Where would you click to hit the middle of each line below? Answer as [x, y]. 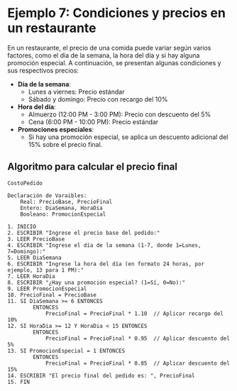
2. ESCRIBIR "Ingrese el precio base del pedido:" [84, 233]
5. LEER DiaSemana [34, 258]
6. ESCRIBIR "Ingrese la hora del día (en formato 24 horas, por [106, 264]
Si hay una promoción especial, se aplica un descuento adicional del [128, 137]
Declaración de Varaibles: [47, 195]
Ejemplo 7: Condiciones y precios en [116, 13]
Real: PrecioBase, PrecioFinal [66, 202]
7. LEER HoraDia [31, 276]
